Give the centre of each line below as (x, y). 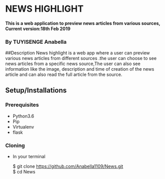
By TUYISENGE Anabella (36, 42)
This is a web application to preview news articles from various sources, (83, 23)
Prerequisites (22, 105)
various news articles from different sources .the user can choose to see (81, 58)
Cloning (15, 145)
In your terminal (29, 157)
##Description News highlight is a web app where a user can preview (78, 53)
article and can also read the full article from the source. (64, 75)
